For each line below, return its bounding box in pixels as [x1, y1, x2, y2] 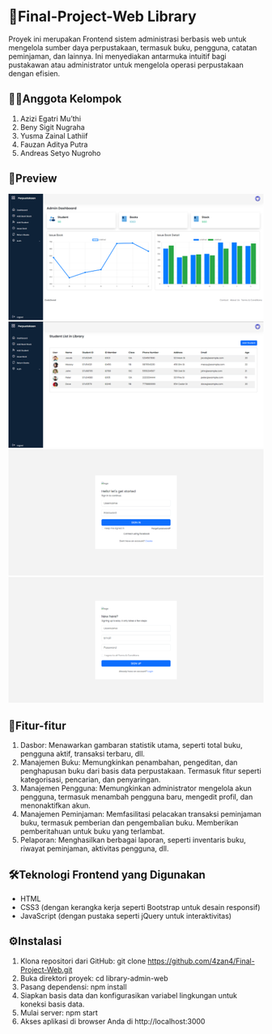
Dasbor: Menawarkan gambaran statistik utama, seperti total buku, [19, 740, 243, 750]
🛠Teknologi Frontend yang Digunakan [8, 868, 206, 882]
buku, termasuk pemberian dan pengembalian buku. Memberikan [19, 818, 239, 828]
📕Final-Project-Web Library [8, 7, 197, 26]
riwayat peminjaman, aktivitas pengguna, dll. [19, 843, 169, 854]
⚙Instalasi [8, 934, 62, 948]
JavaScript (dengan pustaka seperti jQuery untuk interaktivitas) [19, 911, 232, 920]
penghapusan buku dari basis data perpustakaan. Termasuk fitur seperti [19, 766, 261, 776]
